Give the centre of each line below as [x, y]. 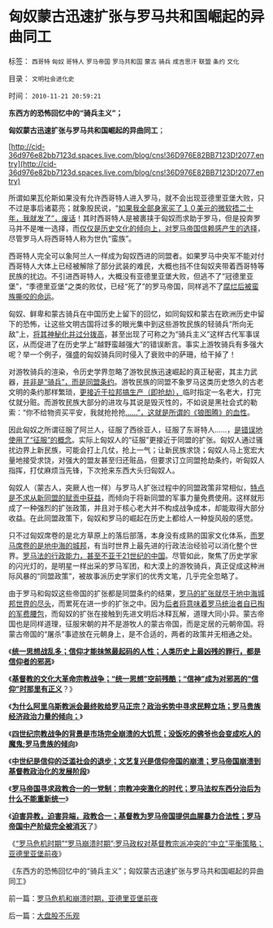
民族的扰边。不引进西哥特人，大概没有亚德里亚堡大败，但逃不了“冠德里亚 [131, 276]
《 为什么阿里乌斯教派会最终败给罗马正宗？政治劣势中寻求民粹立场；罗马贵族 [135, 706]
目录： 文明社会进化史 [41, 78]
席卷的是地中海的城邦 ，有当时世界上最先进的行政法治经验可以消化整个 [132, 545]
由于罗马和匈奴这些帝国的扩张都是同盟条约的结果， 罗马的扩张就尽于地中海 [133, 593]
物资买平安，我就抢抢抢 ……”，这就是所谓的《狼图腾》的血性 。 [151, 412]
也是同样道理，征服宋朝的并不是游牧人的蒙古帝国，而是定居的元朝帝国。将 [140, 624]
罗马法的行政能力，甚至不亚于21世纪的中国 [94, 555]
